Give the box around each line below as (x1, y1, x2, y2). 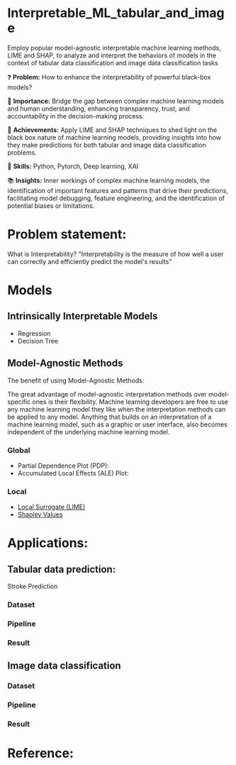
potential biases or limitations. (7, 201, 95, 210)
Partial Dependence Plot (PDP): (17, 461, 110, 470)
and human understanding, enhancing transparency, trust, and (7, 104, 190, 113)
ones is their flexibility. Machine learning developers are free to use (32, 397, 229, 406)
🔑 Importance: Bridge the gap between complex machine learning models (7, 97, 225, 105)
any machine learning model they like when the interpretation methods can (7, 404, 226, 413)
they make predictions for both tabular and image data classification (7, 141, 207, 149)
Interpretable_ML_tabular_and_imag (7, 5, 225, 21)
